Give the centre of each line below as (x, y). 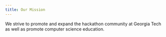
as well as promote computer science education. (55, 29)
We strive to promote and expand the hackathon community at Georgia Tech (83, 24)
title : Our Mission (25, 10)
